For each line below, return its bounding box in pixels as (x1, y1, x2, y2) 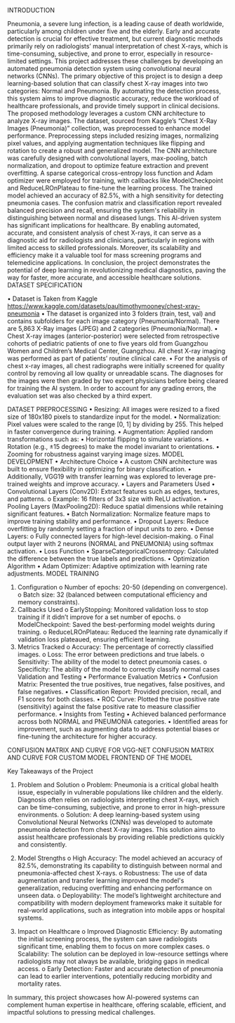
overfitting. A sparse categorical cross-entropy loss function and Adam (7, 169, 213, 177)
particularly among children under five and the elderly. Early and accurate (7, 27, 221, 35)
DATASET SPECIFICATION (7, 281, 83, 289)
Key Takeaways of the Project (7, 767, 93, 775)
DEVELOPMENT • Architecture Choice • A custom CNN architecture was (7, 457, 217, 466)
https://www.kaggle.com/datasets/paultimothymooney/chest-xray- (7, 302, 201, 310)
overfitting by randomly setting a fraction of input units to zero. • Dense (7, 525, 214, 533)
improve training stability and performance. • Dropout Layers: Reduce (7, 517, 209, 526)
